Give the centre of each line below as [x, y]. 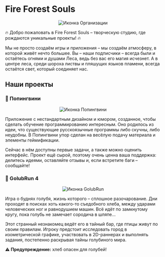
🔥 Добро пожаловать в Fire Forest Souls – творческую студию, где [75, 32]
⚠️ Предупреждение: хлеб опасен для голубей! [56, 249]
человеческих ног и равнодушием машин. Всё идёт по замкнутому [77, 209]
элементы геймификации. [32, 140]
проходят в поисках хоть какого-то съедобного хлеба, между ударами [80, 204]
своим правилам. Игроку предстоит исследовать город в [66, 229]
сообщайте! [18, 165]
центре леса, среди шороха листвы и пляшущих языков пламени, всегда [82, 63]
